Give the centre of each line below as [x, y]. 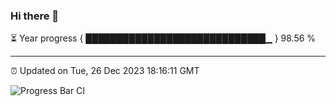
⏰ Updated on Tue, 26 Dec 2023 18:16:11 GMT [105, 71]
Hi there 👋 [35, 16]
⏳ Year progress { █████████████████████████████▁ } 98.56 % [163, 38]
